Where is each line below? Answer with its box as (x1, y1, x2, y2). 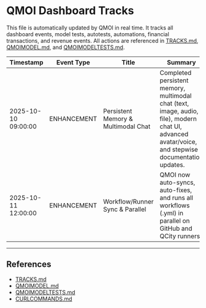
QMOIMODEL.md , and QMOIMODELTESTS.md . (6, 44, 125, 51)
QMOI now (159, 170, 191, 179)
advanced (159, 129, 189, 138)
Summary (166, 58, 196, 66)
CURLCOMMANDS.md (15, 295, 72, 302)
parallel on (159, 216, 190, 225)
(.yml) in (159, 209, 184, 217)
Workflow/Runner (103, 197, 154, 206)
